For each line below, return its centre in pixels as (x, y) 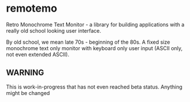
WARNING (25, 73)
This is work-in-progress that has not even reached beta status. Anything (94, 87)
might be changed (28, 93)
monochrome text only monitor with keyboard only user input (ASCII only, (94, 48)
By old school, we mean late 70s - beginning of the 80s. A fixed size (88, 42)
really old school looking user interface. (53, 30)
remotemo (32, 8)
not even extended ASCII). (38, 54)
